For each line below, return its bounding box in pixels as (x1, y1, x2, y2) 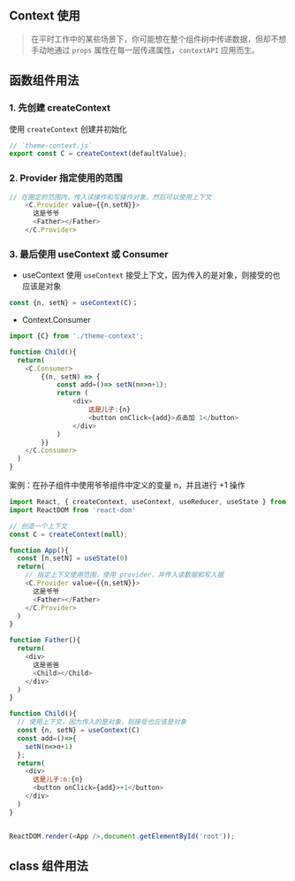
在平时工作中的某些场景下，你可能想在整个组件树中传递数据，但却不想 (30, 34, 287, 44)
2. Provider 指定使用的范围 (9, 172, 124, 184)
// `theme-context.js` (9, 141, 93, 150)
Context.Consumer (21, 315, 91, 326)
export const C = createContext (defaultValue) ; (9, 149, 188, 158)
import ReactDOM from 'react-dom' (9, 505, 137, 515)
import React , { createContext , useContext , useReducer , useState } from (9, 498, 287, 507)
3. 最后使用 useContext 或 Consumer (9, 248, 169, 260)
